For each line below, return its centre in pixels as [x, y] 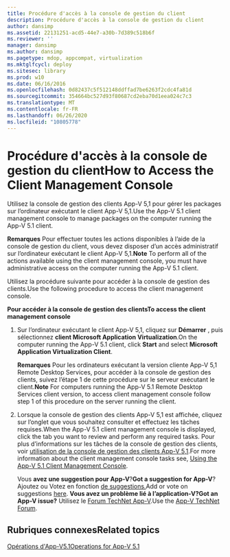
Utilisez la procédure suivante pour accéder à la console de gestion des [108, 281]
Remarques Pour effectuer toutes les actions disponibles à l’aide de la [106, 239]
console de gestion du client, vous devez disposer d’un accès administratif [113, 246]
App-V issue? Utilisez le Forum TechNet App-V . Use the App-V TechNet [118, 501]
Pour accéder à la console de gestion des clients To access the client [106, 309]
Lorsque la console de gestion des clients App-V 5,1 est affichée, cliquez [119, 415]
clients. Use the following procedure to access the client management [105, 289]
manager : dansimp [32, 45]
